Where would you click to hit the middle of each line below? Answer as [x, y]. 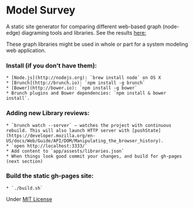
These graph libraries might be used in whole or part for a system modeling [97, 44]
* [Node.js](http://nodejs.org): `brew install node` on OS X [84, 78]
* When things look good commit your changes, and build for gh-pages [94, 156]
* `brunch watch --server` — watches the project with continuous [89, 125]
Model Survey [41, 10]
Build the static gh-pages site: [50, 176]
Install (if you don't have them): [52, 65]
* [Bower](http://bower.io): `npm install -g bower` [72, 88]
